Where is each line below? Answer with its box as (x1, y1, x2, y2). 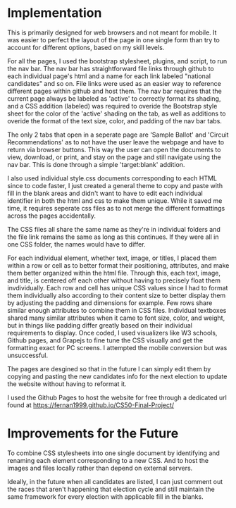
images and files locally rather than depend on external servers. (7, 464, 193, 472)
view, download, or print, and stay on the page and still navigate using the (7, 153, 221, 161)
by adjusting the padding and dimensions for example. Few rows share (7, 298, 213, 307)
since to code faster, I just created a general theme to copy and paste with (7, 181, 223, 190)
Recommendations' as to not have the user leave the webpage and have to (7, 137, 224, 146)
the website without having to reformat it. (7, 379, 127, 388)
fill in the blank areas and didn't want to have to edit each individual (7, 189, 203, 197)
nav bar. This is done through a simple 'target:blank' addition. (7, 160, 185, 168)
